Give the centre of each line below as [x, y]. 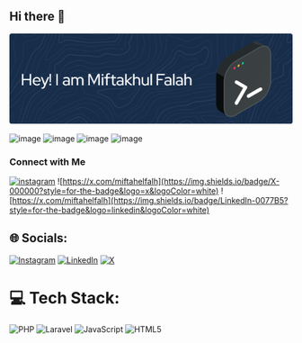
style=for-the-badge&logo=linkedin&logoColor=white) [109, 210]
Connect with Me [48, 161]
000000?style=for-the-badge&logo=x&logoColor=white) [114, 191]
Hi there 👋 [37, 17]
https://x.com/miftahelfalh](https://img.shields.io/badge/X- [171, 182]
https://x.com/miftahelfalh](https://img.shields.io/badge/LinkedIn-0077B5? [150, 201]
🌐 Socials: [39, 238]
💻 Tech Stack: [65, 298]
